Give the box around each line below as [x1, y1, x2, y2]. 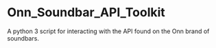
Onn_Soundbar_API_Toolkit [7, 5, 166, 20]
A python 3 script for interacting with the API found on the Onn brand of [7, 27, 210, 35]
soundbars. [7, 34, 40, 42]
